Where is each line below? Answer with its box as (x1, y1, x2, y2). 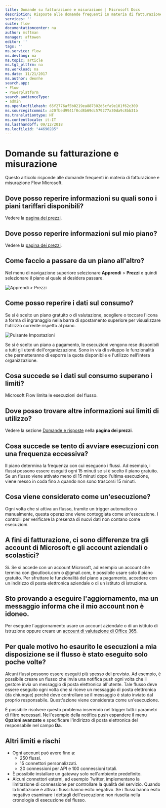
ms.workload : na (5, 67, 39, 72)
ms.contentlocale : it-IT (5, 117, 56, 122)
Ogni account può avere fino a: (12, 750, 76, 756)
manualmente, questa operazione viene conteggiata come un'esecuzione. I (5, 511, 159, 517)
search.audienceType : (5, 94, 50, 99)
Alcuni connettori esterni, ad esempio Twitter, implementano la (12, 776, 140, 782)
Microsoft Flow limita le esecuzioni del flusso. (5, 392, 98, 398)
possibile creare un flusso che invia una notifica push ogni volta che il (5, 676, 147, 682)
